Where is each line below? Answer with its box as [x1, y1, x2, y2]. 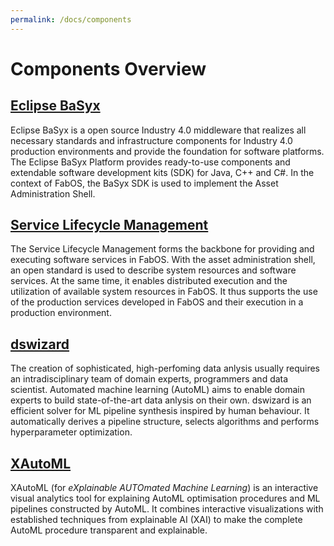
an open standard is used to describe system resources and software [10, 264, 297, 276]
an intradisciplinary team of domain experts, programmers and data [10, 373, 289, 385]
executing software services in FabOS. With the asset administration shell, [10, 254, 316, 266]
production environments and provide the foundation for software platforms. [10, 145, 325, 157]
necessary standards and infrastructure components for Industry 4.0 [10, 134, 293, 146]
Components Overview [10, 57, 207, 80]
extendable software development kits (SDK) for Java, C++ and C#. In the [10, 166, 315, 178]
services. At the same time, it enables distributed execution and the [10, 275, 288, 287]
